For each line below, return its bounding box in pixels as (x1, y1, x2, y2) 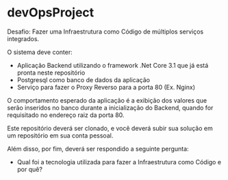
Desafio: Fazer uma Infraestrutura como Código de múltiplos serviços (7, 27, 204, 36)
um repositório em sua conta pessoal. (7, 131, 114, 140)
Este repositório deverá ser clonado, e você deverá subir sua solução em (7, 124, 214, 132)
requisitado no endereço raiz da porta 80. (7, 111, 125, 119)
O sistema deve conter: (7, 48, 73, 56)
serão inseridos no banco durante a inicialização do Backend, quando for (7, 103, 214, 112)
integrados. (7, 34, 40, 42)
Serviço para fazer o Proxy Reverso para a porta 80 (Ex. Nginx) (16, 83, 196, 91)
